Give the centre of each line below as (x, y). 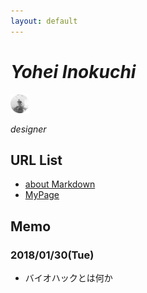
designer (28, 129)
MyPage (42, 195)
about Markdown (60, 184)
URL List (36, 160)
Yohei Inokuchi (73, 71)
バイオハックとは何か (68, 278)
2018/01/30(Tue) (52, 255)
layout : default (44, 21)
